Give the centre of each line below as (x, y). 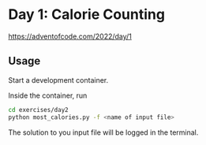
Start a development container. (58, 80)
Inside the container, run (48, 95)
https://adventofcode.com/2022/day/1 (70, 36)
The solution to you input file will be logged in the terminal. (103, 132)
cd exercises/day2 (38, 110)
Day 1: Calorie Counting (87, 15)
